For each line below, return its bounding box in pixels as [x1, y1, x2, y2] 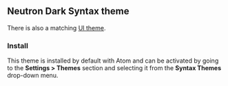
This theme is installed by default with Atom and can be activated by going [7, 56, 219, 65]
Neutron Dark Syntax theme [7, 6, 129, 17]
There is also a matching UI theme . [7, 23, 106, 32]
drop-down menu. [7, 72, 59, 80]
